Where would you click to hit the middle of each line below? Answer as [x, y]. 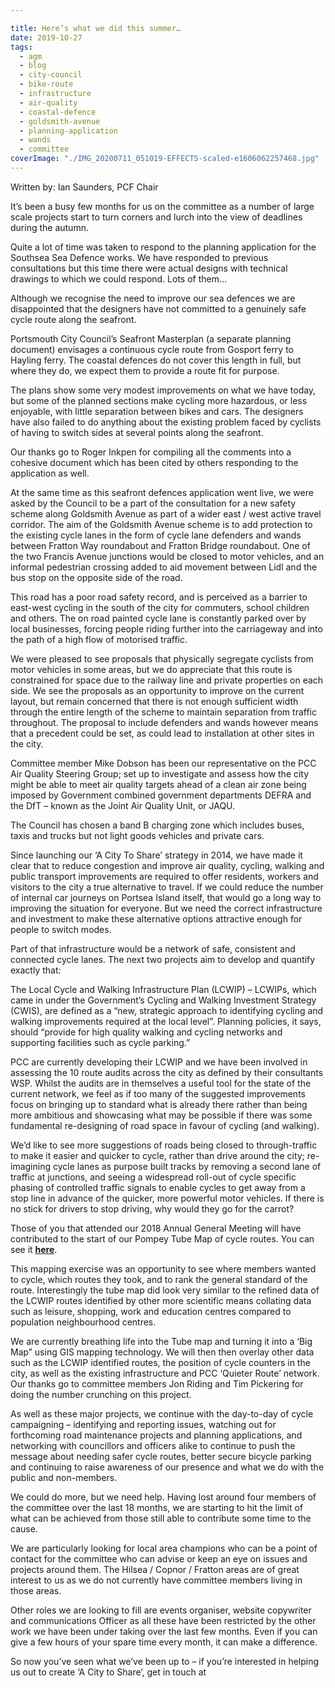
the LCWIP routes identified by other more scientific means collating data [161, 1300]
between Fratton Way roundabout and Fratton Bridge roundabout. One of [160, 545]
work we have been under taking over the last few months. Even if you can [164, 1631]
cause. [24, 1528]
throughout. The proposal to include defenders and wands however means [164, 722]
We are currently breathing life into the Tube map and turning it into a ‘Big [161, 1341]
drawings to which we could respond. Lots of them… [119, 278]
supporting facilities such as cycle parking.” [100, 1042]
